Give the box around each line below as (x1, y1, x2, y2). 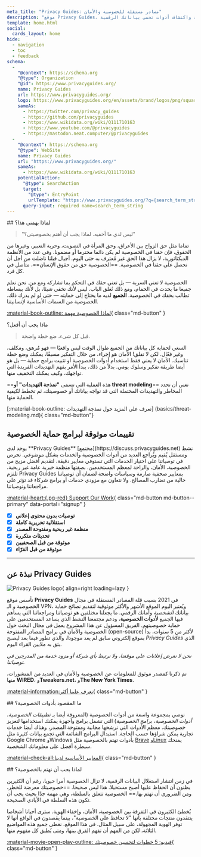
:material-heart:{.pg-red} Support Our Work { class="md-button (7, 494, 163, 501)
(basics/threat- (154, 405, 191, 412)
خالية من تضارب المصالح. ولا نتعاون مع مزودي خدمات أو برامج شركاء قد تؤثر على (7, 476, 186, 483)
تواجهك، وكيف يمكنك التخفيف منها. (7, 369, 83, 377)
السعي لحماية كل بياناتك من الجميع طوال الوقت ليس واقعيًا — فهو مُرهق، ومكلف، (7, 344, 187, 352)
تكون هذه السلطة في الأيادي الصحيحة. (7, 796, 91, 803)
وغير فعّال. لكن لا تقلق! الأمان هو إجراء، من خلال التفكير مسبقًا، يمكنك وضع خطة (7, 350, 184, 358)
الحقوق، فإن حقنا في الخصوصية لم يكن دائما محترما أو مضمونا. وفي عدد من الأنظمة (7, 249, 191, 256)
